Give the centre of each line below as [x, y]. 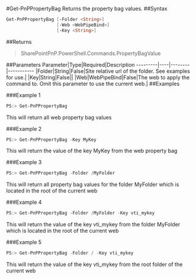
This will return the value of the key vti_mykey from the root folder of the [94, 264]
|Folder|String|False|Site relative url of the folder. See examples [113, 71]
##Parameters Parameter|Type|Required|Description [70, 65]
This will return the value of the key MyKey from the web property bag [92, 151]
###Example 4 [24, 202]
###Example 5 [24, 242]
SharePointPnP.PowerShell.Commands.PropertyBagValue [91, 53]
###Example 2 [24, 129]
